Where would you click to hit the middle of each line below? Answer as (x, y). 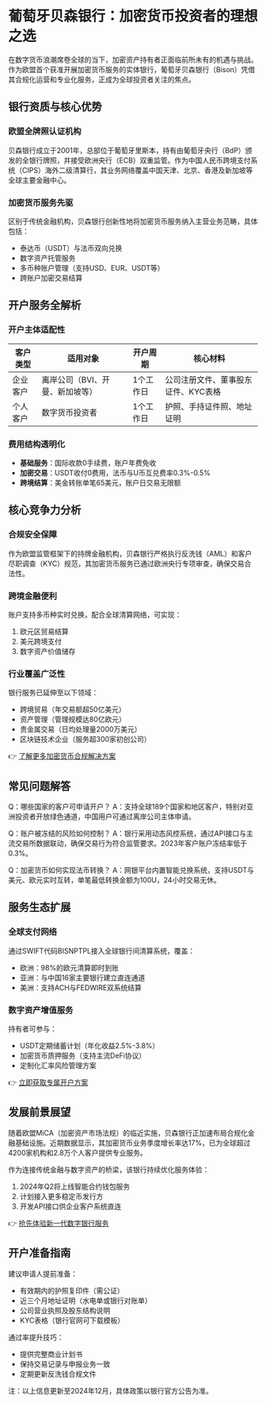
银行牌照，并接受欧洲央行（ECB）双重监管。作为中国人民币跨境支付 (140, 160)
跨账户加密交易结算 (51, 278)
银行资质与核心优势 (55, 107)
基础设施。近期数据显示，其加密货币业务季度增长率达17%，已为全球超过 (133, 1143)
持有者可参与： (32, 1028)
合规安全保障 (33, 535)
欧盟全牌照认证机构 (45, 132)
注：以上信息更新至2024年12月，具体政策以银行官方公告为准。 (110, 1390)
